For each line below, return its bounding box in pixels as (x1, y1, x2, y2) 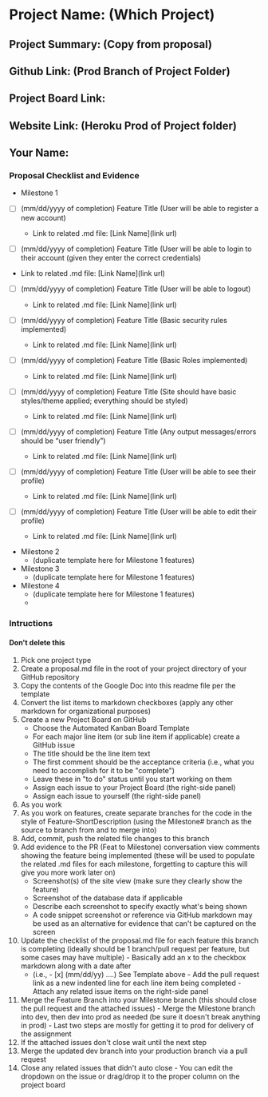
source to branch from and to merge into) (20, 825, 157, 835)
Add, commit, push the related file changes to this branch (20, 834, 210, 844)
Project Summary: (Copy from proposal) (9, 38, 213, 51)
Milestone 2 (20, 547, 60, 556)
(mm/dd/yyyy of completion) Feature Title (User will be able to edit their (20, 506, 257, 517)
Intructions (9, 617, 53, 628)
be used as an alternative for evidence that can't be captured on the (32, 919, 257, 928)
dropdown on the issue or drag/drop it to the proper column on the (20, 1071, 240, 1081)
